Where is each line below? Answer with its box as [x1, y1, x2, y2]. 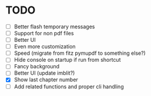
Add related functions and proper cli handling [14, 83, 124, 90]
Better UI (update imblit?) [14, 69, 75, 77]
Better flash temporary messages [14, 23, 95, 30]
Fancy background [14, 63, 60, 70]
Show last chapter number [14, 76, 79, 83]
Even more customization [14, 43, 76, 50]
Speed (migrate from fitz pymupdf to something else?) [14, 49, 146, 57]
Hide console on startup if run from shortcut [14, 57, 121, 64]
